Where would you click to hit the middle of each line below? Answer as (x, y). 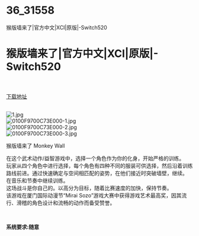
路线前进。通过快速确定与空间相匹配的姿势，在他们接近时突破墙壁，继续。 (97, 173)
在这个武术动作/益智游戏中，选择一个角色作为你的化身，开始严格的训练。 (95, 158)
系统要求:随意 (23, 227)
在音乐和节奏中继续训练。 (37, 180)
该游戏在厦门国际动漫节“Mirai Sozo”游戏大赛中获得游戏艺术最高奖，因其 (94, 195)
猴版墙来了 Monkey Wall (36, 145)
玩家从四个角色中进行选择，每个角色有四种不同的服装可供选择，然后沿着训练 (99, 165)
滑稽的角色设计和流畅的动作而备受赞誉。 (66, 203)
